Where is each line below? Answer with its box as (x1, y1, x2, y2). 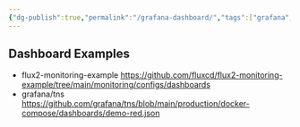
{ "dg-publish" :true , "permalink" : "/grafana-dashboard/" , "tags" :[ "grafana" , (8, 13, 294, 22)
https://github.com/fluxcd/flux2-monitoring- (120, 70, 283, 80)
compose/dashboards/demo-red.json (21, 108, 160, 119)
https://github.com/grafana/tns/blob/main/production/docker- (21, 98, 250, 109)
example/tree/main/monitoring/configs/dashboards (21, 80, 211, 90)
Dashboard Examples (8, 47, 131, 62)
